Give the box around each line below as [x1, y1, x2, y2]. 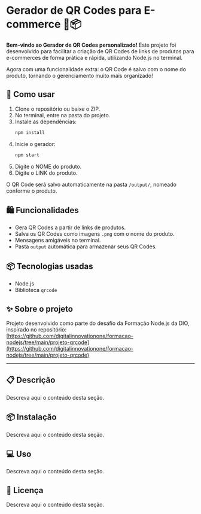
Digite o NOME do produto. [14, 163, 82, 170]
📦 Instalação [6, 412, 57, 422]
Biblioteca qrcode [14, 287, 57, 294]
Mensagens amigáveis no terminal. [14, 237, 101, 244]
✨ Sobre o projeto [6, 303, 74, 314]
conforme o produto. [6, 187, 57, 194]
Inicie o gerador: [14, 140, 56, 147]
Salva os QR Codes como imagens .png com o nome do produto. [14, 230, 175, 238]
